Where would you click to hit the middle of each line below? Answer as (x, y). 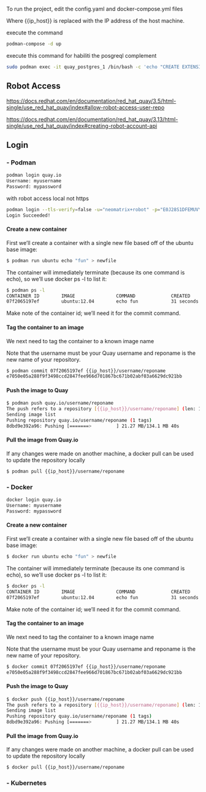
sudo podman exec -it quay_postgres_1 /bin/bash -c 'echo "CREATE (93, 67)
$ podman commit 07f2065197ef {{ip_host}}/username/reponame (86, 371)
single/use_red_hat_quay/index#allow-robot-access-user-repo (86, 107)
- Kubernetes (27, 783)
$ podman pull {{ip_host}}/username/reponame (65, 472)
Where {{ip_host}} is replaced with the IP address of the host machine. (96, 21)
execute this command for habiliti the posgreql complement (82, 55)
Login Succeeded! (29, 215)
